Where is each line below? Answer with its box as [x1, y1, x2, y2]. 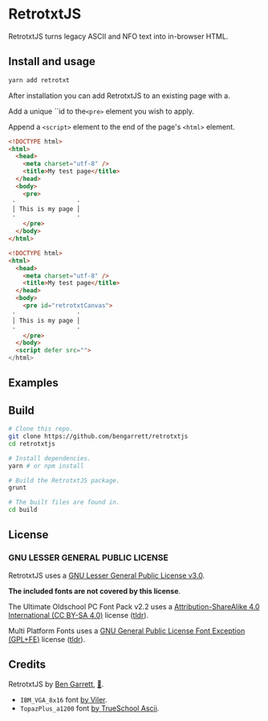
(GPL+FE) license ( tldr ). [8, 634, 86, 644]
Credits [8, 657, 47, 672]
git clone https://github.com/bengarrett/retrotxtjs [8, 432, 189, 441]
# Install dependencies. [8, 454, 91, 463]
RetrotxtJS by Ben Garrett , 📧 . [8, 679, 104, 689]
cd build [8, 506, 38, 514]
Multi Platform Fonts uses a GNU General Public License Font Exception [8, 625, 246, 636]
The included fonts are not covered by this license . [8, 586, 181, 595]
